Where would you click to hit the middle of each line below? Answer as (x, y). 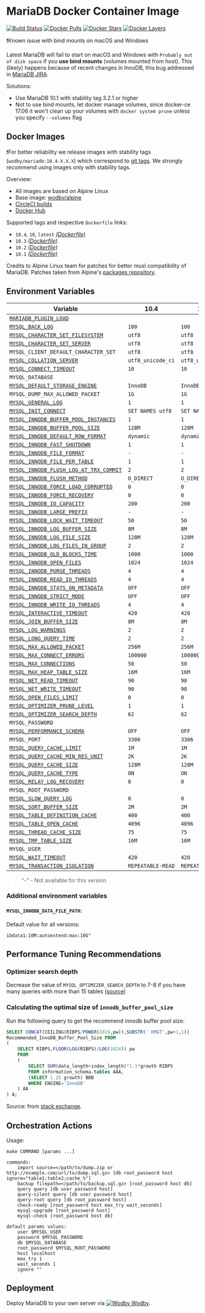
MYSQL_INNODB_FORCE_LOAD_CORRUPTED (61, 486)
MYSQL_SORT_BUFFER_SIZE (44, 807)
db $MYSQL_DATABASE (42, 1243)
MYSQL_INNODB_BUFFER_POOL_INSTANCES (63, 419)
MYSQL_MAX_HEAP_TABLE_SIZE (49, 672)
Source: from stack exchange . (44, 1107)
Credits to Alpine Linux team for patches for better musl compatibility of (96, 265)
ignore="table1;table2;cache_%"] (49, 1178)
